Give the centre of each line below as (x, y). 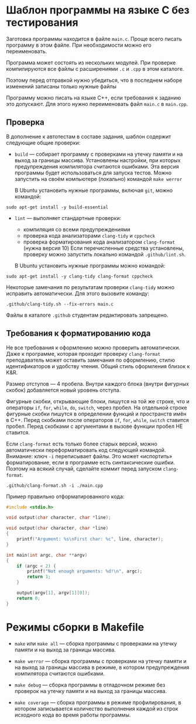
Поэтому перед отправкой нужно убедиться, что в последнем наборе (94, 80)
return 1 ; (39, 577)
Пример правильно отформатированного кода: (65, 496)
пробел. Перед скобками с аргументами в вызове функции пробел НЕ (94, 426)
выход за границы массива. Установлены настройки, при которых (97, 160)
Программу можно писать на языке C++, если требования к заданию (94, 98)
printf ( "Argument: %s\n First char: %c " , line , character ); (90, 539)
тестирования (42, 23)
